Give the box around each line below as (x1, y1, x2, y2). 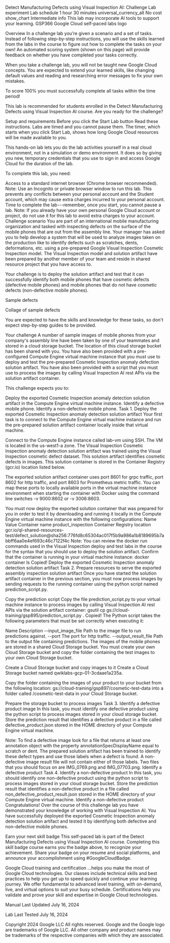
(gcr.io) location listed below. (5, 464, 65, 470)
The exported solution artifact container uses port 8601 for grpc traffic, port (5, 474, 164, 480)
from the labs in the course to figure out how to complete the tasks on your (5, 41, 162, 47)
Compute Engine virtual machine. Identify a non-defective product (5, 797, 144, 802)
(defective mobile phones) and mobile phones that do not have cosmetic (5, 282, 157, 288)
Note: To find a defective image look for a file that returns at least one (5, 737, 151, 743)
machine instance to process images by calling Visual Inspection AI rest (5, 602, 155, 608)
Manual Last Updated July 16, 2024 (5, 902, 80, 907)
